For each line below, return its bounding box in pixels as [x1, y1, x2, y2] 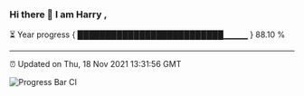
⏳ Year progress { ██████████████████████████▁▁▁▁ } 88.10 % [9, 29, 286, 40]
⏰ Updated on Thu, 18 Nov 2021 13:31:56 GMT [9, 59, 182, 70]
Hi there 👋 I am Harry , [9, 8, 108, 21]
